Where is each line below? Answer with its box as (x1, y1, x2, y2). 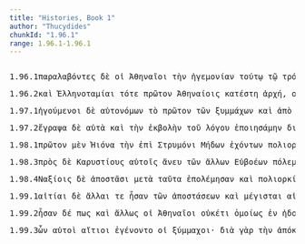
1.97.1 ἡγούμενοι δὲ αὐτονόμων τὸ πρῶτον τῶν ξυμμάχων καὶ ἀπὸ (9, 106, 292, 117)
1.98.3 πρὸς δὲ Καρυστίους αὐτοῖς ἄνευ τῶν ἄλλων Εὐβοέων (9, 157, 269, 168)
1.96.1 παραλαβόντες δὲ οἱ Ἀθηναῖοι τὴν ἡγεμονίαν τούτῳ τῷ (9, 72, 279, 82)
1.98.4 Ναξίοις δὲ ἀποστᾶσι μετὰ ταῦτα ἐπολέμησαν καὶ (9, 174, 254, 185)
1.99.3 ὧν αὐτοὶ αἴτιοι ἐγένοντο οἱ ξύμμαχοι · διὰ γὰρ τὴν (9, 225, 273, 236)
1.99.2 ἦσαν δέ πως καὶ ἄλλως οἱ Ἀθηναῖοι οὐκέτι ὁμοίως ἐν (9, 208, 279, 219)
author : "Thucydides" (9, 22, 92, 31)
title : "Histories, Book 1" (9, 13, 116, 23)
